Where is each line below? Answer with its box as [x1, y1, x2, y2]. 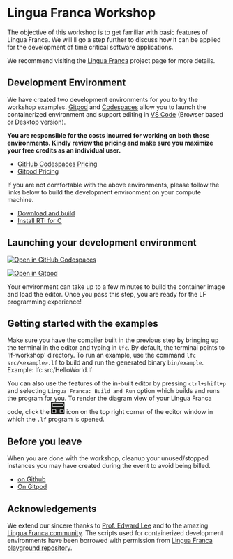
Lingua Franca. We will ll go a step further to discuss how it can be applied [7, 35, 221, 43]
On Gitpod [17, 483, 47, 491]
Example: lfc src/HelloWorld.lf [7, 366, 93, 374]
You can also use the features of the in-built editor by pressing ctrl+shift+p [7, 379, 227, 388]
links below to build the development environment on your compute [7, 187, 201, 197]
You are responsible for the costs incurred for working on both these [7, 131, 210, 139]
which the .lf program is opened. [7, 415, 105, 424]
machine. [7, 195, 34, 204]
